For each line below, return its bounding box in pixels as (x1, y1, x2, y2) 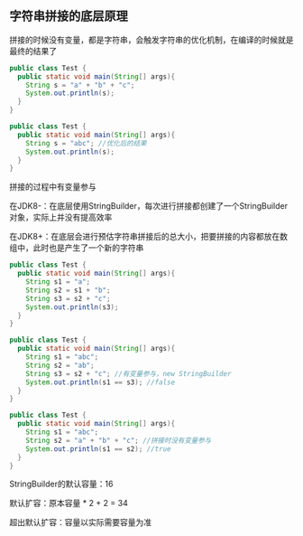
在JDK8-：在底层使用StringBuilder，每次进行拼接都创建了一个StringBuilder (9, 201, 289, 212)
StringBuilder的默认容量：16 (9, 478, 114, 490)
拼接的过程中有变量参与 (9, 182, 96, 193)
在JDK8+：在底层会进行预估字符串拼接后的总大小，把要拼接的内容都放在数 (9, 231, 289, 242)
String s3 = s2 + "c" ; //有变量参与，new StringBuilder (25, 369, 232, 378)
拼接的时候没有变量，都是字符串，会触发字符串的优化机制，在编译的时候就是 (9, 34, 294, 45)
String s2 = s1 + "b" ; (25, 286, 111, 295)
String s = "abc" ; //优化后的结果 (25, 138, 147, 147)
